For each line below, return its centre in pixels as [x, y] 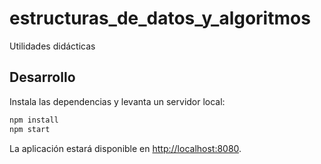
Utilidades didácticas [52, 46]
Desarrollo [42, 77]
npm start [30, 129]
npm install [34, 120]
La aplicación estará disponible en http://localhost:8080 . [125, 148]
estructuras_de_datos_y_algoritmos [160, 18]
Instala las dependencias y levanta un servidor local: [117, 101]
